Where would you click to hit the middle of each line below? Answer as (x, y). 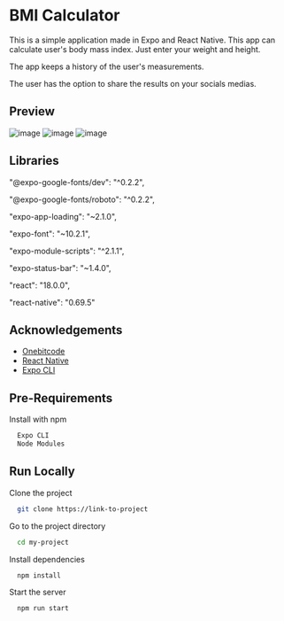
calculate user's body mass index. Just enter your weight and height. (135, 49)
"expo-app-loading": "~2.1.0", (63, 216)
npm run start (43, 609)
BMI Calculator (65, 16)
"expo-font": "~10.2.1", (50, 233)
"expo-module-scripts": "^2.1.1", (67, 251)
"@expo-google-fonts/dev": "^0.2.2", (77, 182)
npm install (39, 575)
